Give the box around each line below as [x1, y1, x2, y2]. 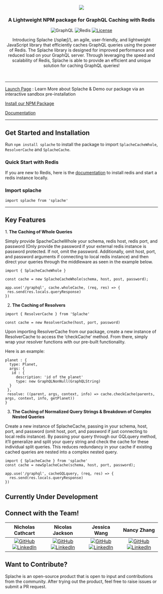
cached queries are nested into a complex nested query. [5, 449, 118, 455]
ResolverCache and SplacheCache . [5, 147, 71, 152]
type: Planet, [9, 362, 38, 367]
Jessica [92, 524, 111, 530]
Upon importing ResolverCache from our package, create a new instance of [5, 329, 157, 334]
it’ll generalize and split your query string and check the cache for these [5, 439, 149, 445]
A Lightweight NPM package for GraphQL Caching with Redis [8, 16, 155, 23]
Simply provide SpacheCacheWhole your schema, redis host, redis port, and [5, 238, 158, 244]
